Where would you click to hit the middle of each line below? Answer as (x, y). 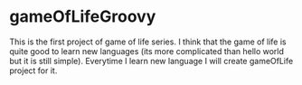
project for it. (33, 71)
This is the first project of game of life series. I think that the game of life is (148, 42)
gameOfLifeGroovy (83, 17)
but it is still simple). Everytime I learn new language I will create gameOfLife (151, 61)
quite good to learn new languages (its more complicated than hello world (147, 51)
